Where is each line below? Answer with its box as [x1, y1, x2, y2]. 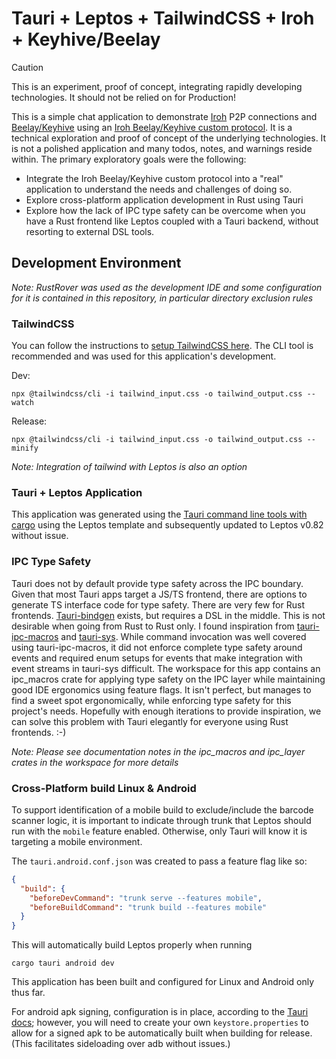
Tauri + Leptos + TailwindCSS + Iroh [11, 7, 315, 30]
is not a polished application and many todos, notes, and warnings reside [11, 142, 313, 154]
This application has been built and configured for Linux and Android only [11, 976, 315, 988]
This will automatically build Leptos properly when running [11, 939, 253, 951]
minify [11, 443, 39, 454]
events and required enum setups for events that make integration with [11, 652, 303, 664]
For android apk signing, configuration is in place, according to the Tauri [11, 1006, 309, 1018]
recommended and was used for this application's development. [11, 350, 277, 362]
